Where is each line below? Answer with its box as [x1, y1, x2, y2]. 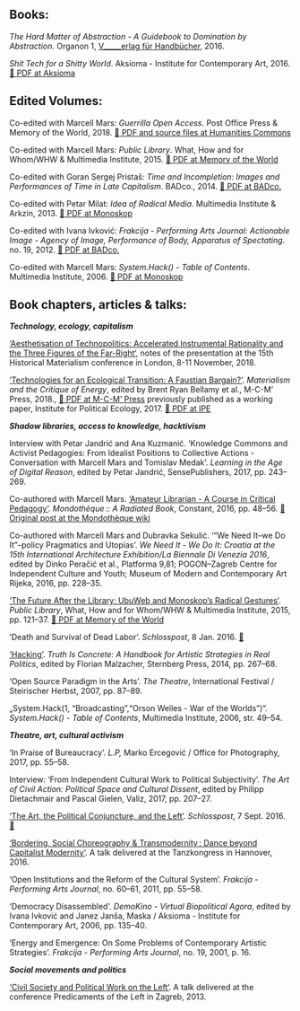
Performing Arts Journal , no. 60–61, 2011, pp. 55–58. [9, 884, 203, 894]
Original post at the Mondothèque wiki [9, 513, 150, 523]
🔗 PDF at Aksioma [9, 67, 76, 78]
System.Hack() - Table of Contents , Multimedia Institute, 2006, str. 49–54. [9, 713, 283, 724]
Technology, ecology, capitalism [9, 321, 133, 331]
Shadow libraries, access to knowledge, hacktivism [9, 421, 206, 432]
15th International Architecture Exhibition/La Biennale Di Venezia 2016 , [9, 549, 270, 560]
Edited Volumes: [9, 93, 103, 109]
